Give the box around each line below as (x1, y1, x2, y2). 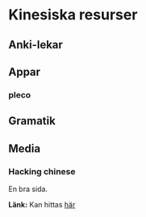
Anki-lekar (8, 38, 63, 52)
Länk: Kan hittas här (8, 199, 76, 209)
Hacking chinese (8, 165, 76, 177)
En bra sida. (8, 184, 48, 194)
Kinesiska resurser (8, 6, 138, 24)
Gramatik (8, 115, 56, 128)
